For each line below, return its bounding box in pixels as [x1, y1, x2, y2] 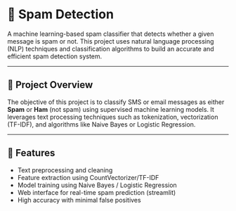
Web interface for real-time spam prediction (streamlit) [17, 188, 176, 196]
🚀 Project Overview [7, 79, 93, 91]
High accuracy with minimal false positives [17, 196, 142, 204]
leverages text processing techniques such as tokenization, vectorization [7, 113, 218, 121]
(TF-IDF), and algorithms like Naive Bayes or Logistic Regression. [7, 120, 196, 129]
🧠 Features [7, 147, 55, 159]
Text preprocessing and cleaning [17, 165, 113, 174]
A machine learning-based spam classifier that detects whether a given [7, 30, 214, 38]
